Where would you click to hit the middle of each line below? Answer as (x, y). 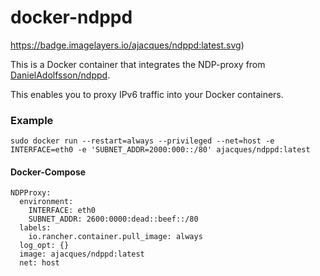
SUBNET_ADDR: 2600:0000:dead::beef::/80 (113, 219)
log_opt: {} (44, 246)
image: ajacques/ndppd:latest (82, 254)
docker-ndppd (71, 17)
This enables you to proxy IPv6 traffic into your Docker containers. (147, 94)
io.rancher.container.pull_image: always (115, 237)
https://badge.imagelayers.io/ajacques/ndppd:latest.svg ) (127, 45)
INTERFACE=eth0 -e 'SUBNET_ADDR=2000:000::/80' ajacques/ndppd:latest (160, 150)
